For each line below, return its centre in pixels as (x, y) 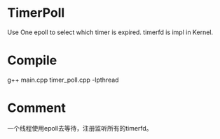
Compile (32, 60)
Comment (37, 108)
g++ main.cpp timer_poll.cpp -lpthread (63, 80)
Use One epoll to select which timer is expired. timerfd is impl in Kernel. (110, 32)
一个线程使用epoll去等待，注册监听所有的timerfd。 (80, 128)
